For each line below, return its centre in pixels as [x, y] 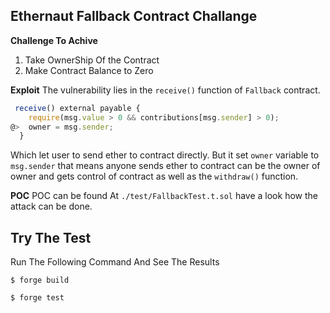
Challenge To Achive [54, 40]
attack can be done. [51, 206]
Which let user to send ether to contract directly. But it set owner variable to [165, 155]
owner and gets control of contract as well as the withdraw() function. [154, 176]
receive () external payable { [77, 108]
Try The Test [51, 237]
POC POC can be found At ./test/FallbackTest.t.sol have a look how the [164, 196]
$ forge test [37, 298]
